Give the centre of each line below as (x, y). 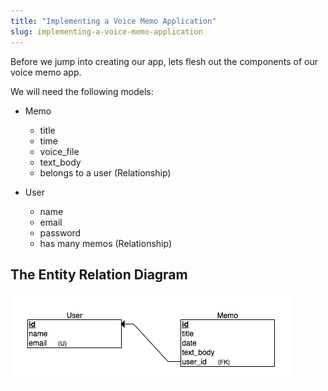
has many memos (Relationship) (106, 243)
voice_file (59, 151)
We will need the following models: (82, 91)
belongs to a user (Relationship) (105, 172)
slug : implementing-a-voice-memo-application (106, 31)
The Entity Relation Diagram (99, 274)
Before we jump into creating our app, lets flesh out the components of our (164, 61)
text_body (60, 162)
